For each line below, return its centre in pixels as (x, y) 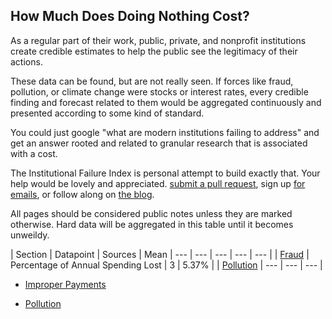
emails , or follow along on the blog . (82, 194)
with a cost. (34, 153)
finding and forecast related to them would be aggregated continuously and (166, 102)
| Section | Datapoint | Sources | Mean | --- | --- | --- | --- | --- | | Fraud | (160, 254)
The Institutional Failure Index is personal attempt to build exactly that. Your (165, 173)
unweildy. (30, 235)
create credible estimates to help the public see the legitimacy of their (154, 51)
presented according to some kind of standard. (107, 113)
